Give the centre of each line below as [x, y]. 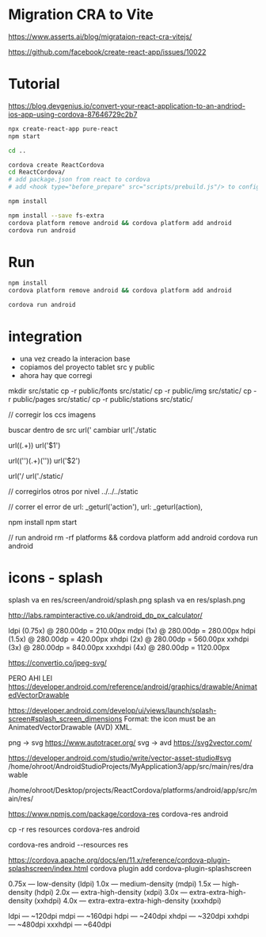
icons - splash [55, 578]
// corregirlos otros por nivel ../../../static [73, 491]
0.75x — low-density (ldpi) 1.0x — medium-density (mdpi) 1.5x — [114, 883]
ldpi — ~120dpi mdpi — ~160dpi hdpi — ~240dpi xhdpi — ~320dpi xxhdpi [129, 916]
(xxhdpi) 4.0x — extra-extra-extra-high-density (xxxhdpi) [128, 901]
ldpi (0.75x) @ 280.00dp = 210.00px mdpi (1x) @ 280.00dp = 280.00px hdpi [132, 630]
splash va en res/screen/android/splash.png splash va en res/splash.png [127, 599]
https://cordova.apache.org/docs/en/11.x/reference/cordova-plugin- [120, 860]
